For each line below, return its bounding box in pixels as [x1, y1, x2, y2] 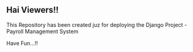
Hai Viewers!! [6, 5, 59, 15]
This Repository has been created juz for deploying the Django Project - [6, 21, 188, 28]
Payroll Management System [6, 28, 79, 35]
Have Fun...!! [6, 39, 38, 46]
